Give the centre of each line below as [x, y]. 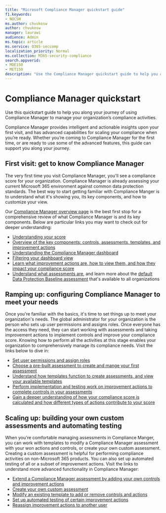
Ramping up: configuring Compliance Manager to [83, 295]
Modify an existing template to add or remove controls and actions [80, 495]
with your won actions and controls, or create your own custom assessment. [83, 448]
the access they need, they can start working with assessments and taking [81, 330]
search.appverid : [23, 60]
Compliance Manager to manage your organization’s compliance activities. [81, 117]
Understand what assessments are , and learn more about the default [82, 274]
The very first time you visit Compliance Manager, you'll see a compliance [80, 176]
